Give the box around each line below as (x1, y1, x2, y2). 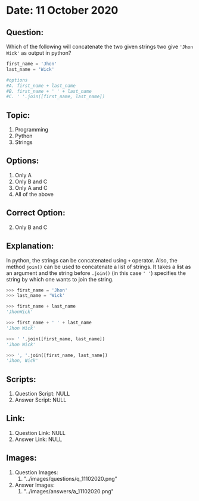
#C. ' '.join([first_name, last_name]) (6, 93, 105, 100)
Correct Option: (6, 208, 66, 218)
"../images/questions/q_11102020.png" (23, 475, 117, 482)
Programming (14, 126, 49, 133)
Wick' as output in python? (6, 49, 71, 57)
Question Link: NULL (14, 429, 66, 436)
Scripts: (6, 374, 36, 384)
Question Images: (14, 468, 58, 476)
